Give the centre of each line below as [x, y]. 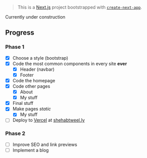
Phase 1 [15, 47]
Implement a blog [30, 150]
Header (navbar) [37, 69]
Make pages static [32, 109]
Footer [27, 75]
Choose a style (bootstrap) [40, 58]
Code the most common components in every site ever [70, 63]
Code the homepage [34, 80]
